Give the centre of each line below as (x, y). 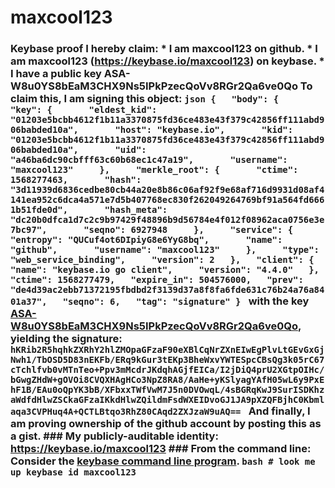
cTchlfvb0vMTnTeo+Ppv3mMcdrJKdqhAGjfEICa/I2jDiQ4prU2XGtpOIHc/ (167, 370)
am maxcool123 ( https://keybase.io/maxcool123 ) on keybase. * (167, 61)
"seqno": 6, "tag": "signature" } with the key (186, 301)
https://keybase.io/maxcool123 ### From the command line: (161, 449)
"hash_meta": (136, 210)
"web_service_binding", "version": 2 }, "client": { (162, 260)
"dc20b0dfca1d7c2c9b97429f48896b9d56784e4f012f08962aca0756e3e (167, 220)
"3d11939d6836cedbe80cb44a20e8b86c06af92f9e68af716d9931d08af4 (167, 190)
